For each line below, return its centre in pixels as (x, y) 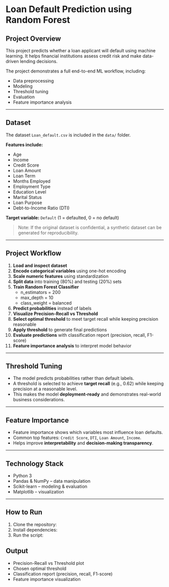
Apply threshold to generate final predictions (60, 329)
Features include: (24, 144)
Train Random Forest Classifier (46, 287)
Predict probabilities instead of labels (52, 308)
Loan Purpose (27, 202)
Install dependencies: (35, 530)
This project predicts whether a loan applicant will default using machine (81, 51)
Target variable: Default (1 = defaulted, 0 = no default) (62, 217)
